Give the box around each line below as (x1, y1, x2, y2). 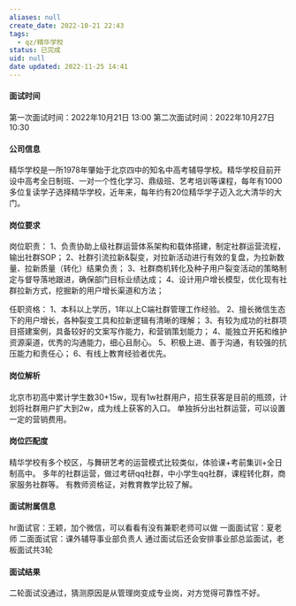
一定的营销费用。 (9, 413, 72, 425)
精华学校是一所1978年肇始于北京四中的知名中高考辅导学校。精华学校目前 (9, 165, 274, 175)
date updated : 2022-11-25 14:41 (9, 63, 128, 72)
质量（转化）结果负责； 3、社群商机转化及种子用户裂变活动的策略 (39, 263, 280, 274)
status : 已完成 (9, 46, 61, 55)
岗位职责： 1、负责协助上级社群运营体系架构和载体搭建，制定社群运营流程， (9, 241, 285, 252)
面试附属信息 (9, 501, 56, 511)
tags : (9, 29, 29, 38)
